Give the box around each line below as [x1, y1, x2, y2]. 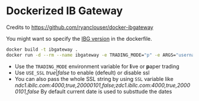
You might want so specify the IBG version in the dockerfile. [6, 35, 152, 42]
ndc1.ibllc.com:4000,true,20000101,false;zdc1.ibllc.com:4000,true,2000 [14, 82, 191, 89]
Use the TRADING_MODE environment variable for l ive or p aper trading [14, 63, 179, 70]
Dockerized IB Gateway [6, 4, 123, 18]
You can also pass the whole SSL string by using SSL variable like [14, 75, 174, 82]
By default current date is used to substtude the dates [40, 87, 172, 95]
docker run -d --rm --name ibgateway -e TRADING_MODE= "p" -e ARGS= [6, 52, 176, 58]
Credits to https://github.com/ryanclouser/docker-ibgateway [6, 24, 154, 31]
